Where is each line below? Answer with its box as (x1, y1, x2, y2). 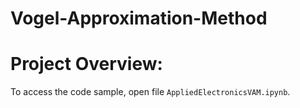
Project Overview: (10, 53, 163, 76)
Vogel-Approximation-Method (10, 7, 268, 30)
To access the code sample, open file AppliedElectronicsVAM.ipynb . (10, 86, 291, 98)
